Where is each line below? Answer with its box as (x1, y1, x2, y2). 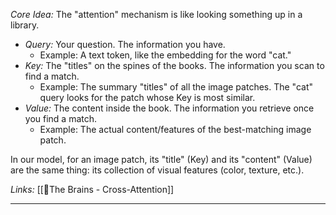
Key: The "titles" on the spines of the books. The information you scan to (24, 60, 325, 71)
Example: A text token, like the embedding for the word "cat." (39, 49, 292, 61)
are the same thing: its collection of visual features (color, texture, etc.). (10, 164, 305, 176)
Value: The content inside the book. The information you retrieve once (24, 102, 315, 114)
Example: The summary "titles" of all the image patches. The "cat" (39, 81, 314, 93)
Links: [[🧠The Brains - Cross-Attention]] (10, 184, 175, 195)
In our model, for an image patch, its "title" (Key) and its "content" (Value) (10, 154, 313, 165)
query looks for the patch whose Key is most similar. (39, 92, 256, 103)
